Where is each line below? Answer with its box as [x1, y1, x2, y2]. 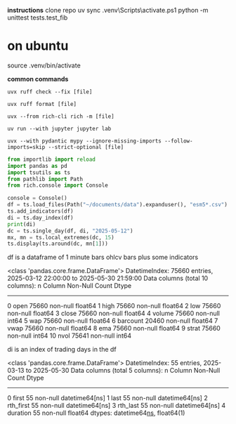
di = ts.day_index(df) [7, 214, 74, 221]
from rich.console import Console [7, 182, 109, 189]
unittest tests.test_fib [7, 13, 68, 22]
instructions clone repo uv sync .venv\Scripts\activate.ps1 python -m [7, 6, 209, 14]
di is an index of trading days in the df [7, 345, 117, 354]
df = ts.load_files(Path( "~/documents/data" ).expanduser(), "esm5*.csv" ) [7, 201, 228, 208]
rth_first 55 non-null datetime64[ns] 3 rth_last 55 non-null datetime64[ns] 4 [7, 402, 226, 410]
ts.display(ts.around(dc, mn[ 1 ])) [7, 240, 109, 248]
